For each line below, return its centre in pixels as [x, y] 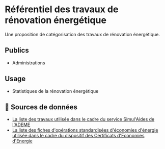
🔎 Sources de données [41, 107]
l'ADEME [21, 125]
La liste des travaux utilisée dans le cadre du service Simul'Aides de [83, 119]
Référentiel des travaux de [62, 9]
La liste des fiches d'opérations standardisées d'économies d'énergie [85, 130]
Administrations [29, 63]
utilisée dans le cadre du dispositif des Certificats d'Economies [78, 136]
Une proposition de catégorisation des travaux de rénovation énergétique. [82, 34]
